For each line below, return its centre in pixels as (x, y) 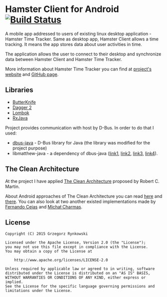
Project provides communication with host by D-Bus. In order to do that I (80, 127)
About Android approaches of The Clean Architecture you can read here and (84, 196)
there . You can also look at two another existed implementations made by (81, 201)
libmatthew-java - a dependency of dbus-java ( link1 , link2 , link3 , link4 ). (85, 153)
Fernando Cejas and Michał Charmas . (44, 206)
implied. (14, 282)
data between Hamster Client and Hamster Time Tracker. (64, 59)
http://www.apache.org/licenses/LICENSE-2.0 (61, 260)
